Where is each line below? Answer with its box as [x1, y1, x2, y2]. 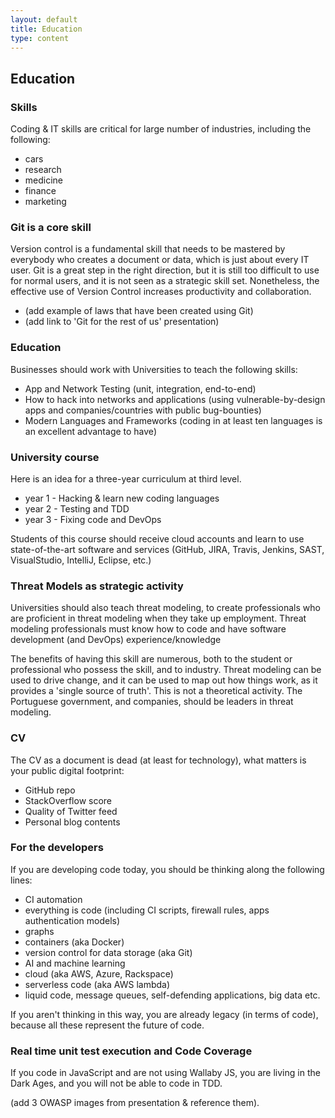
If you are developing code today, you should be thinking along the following [10, 863, 325, 875]
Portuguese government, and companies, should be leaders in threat [10, 696, 294, 708]
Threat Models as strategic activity [10, 579, 184, 593]
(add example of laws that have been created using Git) [24, 305, 254, 317]
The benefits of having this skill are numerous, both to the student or [10, 653, 293, 665]
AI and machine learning [24, 957, 126, 969]
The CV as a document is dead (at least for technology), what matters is [10, 754, 307, 766]
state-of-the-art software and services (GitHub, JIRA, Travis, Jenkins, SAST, [10, 543, 325, 555]
